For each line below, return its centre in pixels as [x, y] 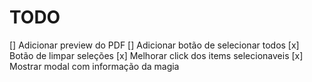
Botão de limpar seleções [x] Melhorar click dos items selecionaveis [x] [156, 55]
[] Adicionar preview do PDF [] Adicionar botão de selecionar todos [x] [154, 45]
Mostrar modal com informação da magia [94, 66]
